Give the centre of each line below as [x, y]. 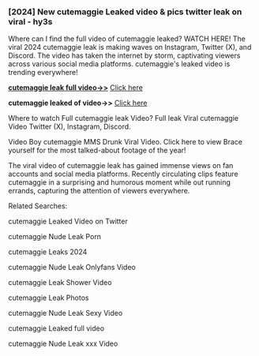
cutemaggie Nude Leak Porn [54, 237]
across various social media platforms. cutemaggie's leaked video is [119, 64]
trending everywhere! [43, 73]
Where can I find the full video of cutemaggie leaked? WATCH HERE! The [127, 39]
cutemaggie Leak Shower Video [60, 283]
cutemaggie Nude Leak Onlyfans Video [72, 268]
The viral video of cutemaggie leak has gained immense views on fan [121, 166]
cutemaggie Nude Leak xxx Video [63, 344]
